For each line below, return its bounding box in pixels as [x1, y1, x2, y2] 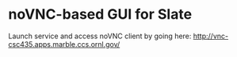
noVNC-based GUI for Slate [8, 5, 193, 23]
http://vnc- [193, 31, 228, 41]
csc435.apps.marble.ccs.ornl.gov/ [8, 39, 120, 48]
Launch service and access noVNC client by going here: [8, 31, 192, 41]
